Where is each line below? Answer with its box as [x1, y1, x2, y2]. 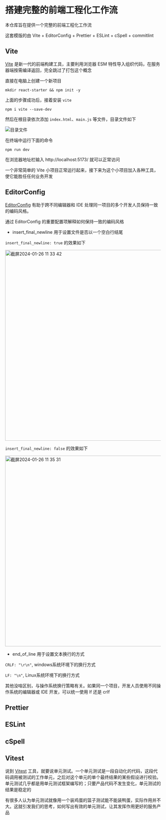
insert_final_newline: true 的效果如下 [5, 239, 86, 246]
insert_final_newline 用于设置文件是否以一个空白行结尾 [12, 229, 124, 235]
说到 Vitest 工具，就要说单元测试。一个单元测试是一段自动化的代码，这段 [5, 768, 154, 774]
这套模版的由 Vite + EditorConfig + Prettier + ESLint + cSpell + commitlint [5, 32, 154, 38]
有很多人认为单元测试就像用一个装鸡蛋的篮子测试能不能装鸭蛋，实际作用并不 [5, 797, 161, 803]
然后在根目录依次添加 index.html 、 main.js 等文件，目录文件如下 [5, 116, 136, 122]
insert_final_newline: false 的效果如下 [5, 445, 88, 451]
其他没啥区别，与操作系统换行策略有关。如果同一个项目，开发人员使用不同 [5, 683, 157, 688]
